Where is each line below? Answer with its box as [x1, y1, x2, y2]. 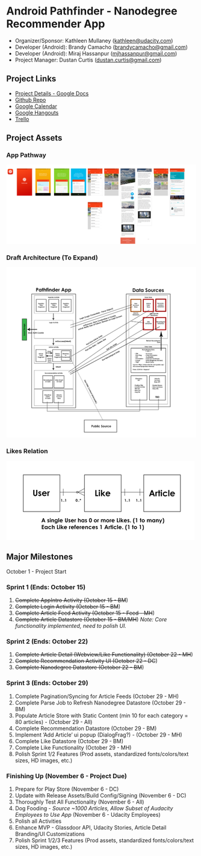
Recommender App [6, 17, 105, 31]
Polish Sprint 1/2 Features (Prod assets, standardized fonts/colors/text [14, 750, 189, 758]
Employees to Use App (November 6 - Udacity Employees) [14, 811, 161, 819]
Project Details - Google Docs [14, 89, 89, 97]
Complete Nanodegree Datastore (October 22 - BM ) [14, 664, 144, 671]
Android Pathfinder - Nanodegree [6, 4, 178, 18]
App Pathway [6, 151, 46, 159]
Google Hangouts [14, 109, 59, 116]
